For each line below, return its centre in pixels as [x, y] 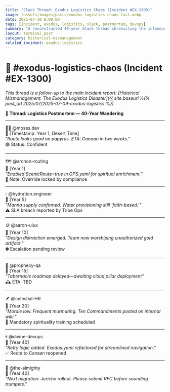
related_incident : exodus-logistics [44, 43]
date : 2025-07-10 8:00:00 [32, 19]
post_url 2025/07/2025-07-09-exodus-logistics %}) [59, 103]
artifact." [14, 243]
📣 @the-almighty [23, 368]
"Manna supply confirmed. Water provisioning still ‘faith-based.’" [73, 205]
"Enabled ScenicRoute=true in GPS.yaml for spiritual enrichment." [74, 174]
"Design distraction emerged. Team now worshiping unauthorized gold [79, 238]
